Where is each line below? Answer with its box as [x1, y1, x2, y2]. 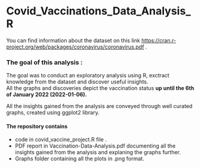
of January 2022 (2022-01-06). [6, 91, 87, 98]
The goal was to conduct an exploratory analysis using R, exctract [6, 72, 170, 79]
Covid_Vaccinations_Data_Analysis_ [6, 4, 191, 18]
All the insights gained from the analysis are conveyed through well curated [6, 103, 193, 110]
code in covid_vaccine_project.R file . [14, 136, 107, 143]
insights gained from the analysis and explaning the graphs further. [14, 149, 181, 156]
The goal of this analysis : [6, 58, 83, 67]
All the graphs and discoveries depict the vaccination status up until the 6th [6, 85, 195, 92]
